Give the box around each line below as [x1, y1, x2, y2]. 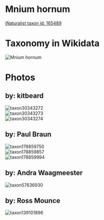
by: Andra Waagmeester [5, 169, 83, 177]
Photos [5, 72, 35, 83]
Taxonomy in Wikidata [5, 38, 100, 49]
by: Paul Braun [5, 130, 51, 139]
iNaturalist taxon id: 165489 [5, 20, 61, 26]
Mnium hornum [5, 4, 70, 15]
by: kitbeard [5, 92, 44, 100]
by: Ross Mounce [5, 196, 60, 205]
